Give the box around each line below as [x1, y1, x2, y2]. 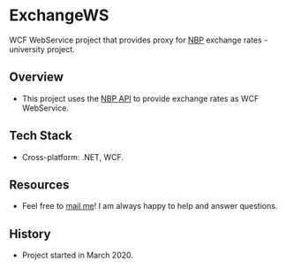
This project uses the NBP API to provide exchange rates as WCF [21, 93, 260, 104]
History [9, 227, 51, 242]
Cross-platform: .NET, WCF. [21, 151, 124, 162]
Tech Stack [9, 128, 72, 143]
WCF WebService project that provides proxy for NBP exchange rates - [9, 35, 268, 45]
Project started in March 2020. [21, 250, 134, 261]
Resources [9, 177, 70, 192]
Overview [9, 70, 64, 85]
